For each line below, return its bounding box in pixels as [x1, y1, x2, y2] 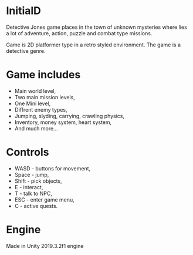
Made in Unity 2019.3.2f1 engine [6, 242, 84, 249]
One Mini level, [14, 100, 51, 107]
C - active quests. [14, 202, 58, 209]
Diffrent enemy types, [14, 106, 67, 113]
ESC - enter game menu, [14, 196, 75, 203]
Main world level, [14, 87, 56, 95]
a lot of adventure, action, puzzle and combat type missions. [6, 29, 153, 36]
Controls [6, 146, 49, 159]
